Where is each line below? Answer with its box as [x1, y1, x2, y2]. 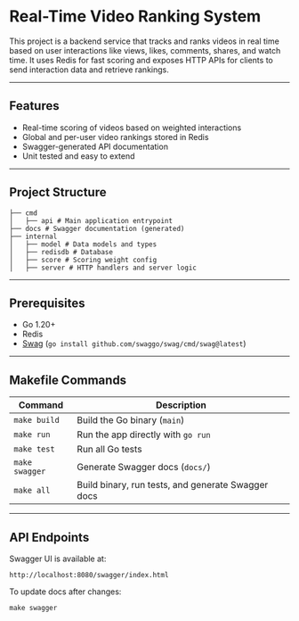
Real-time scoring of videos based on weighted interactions [21, 122, 242, 133]
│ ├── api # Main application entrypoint [9, 216, 174, 225]
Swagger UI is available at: [9, 553, 107, 564]
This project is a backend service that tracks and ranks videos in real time [9, 36, 280, 46]
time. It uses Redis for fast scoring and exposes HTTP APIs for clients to [9, 54, 273, 65]
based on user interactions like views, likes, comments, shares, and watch [9, 45, 281, 55]
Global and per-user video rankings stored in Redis [21, 131, 209, 142]
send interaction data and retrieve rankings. [9, 64, 169, 75]
